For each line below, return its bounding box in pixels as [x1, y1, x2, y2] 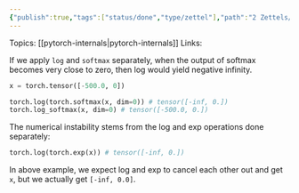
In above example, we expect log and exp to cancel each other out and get [9, 165, 283, 175]
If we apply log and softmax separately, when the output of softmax [9, 54, 256, 65]
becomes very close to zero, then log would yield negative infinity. [9, 64, 253, 75]
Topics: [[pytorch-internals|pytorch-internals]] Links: [9, 37, 203, 48]
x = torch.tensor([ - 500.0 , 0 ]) [9, 81, 125, 90]
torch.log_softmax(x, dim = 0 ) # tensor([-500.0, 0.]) [9, 106, 209, 115]
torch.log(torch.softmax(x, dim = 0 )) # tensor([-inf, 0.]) [9, 97, 229, 107]
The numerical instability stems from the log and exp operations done [9, 122, 264, 133]
